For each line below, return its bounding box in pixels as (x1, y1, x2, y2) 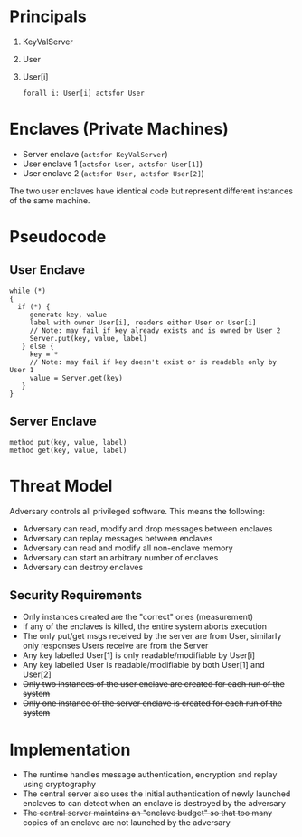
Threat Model (9, 475, 113, 496)
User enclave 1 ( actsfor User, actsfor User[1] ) (22, 158, 203, 169)
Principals (9, 6, 88, 27)
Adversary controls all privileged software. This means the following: (9, 505, 265, 516)
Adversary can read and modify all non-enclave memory (22, 542, 233, 553)
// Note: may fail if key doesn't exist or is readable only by (29, 357, 278, 367)
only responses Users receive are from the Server (22, 640, 209, 652)
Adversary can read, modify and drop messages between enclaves (22, 522, 273, 534)
